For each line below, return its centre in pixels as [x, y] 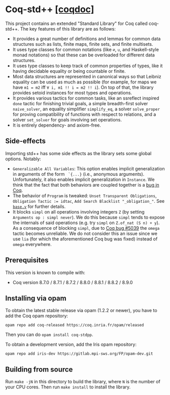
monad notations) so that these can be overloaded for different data [83, 55]
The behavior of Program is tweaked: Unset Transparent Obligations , [84, 195]
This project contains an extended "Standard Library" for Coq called [77, 23]
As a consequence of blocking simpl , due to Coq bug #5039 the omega [86, 228]
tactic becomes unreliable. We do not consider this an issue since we [85, 233]
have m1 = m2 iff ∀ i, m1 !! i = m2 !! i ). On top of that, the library [83, 87]
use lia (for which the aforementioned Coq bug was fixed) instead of [85, 239]
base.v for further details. [39, 206]
